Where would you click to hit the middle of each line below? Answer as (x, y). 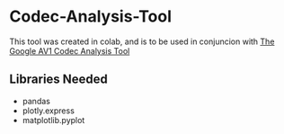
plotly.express (48, 111)
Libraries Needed (58, 80)
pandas (36, 101)
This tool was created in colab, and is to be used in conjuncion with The (142, 41)
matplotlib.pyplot (53, 120)
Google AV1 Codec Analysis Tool (70, 50)
